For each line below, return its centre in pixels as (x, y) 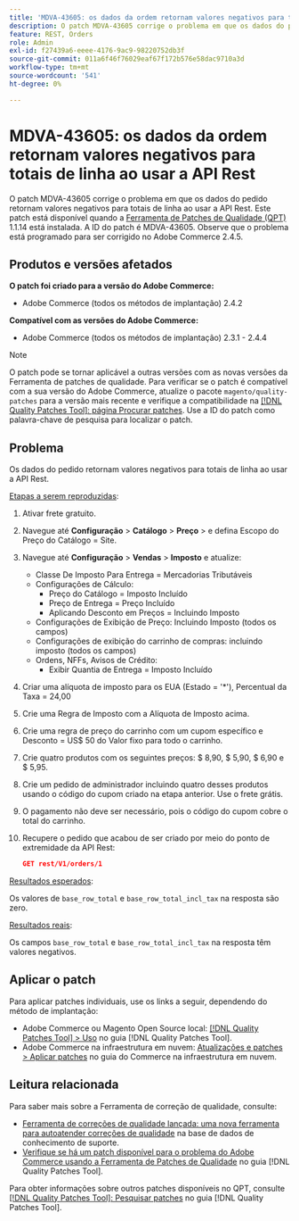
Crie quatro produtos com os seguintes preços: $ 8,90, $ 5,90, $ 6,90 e (153, 758)
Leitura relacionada (64, 1085)
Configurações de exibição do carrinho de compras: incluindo (149, 641)
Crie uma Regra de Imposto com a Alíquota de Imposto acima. (136, 714)
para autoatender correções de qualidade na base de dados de (138, 1133)
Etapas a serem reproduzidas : (64, 496)
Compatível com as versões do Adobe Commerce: (104, 320)
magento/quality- (256, 392)
